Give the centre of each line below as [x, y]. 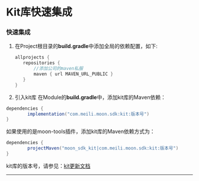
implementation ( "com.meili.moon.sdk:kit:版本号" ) [89, 114]
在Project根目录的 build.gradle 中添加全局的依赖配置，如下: [86, 46]
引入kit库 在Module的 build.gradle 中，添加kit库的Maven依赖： [90, 97]
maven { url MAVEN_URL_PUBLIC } [73, 74]
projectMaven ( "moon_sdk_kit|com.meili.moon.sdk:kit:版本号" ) [103, 148]
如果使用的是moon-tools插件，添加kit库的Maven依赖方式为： [81, 132]
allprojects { [32, 58]
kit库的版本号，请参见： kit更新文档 [48, 166]
